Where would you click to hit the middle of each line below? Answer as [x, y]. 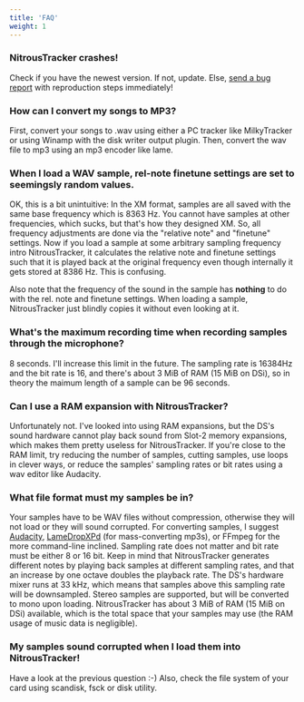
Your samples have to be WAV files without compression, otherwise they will [152, 517]
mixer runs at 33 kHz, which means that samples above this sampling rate [147, 585]
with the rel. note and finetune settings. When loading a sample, [129, 299]
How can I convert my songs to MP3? [93, 111]
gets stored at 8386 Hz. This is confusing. [88, 272]
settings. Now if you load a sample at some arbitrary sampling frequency [145, 243]
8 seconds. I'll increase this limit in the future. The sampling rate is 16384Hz [151, 363]
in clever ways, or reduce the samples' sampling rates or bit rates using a [146, 464]
